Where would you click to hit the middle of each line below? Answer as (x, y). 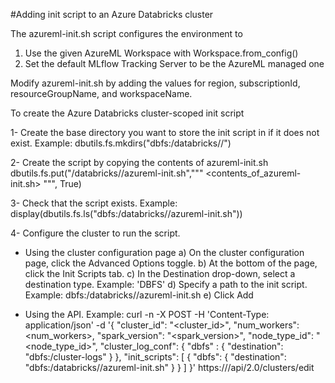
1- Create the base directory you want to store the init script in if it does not (165, 132)
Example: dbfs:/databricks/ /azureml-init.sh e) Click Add (139, 295)
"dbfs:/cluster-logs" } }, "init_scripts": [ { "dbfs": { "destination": (155, 357)
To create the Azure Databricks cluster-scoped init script (127, 113)
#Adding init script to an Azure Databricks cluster (112, 14)
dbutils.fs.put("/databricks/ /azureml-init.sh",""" (107, 173)
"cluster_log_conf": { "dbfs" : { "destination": (191, 346)
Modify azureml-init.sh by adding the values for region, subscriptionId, (155, 83)
